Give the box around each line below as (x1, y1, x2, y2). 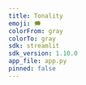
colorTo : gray (8, 34, 57, 43)
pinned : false (8, 65, 57, 73)
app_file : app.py (8, 57, 67, 66)
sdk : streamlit (8, 42, 60, 50)
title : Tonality (8, 11, 63, 20)
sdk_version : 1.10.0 (8, 49, 79, 57)
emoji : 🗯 (8, 19, 42, 28)
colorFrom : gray (8, 27, 63, 35)
